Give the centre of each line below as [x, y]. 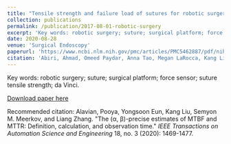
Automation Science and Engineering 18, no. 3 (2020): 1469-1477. [100, 133]
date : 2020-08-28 [32, 39]
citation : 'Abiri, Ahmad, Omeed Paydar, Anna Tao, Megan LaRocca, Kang [112, 58]
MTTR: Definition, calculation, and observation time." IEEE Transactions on [113, 126]
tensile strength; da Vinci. [43, 85]
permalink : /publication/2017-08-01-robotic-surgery [84, 26]
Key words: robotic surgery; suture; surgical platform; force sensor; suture [112, 77]
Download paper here [38, 98]
